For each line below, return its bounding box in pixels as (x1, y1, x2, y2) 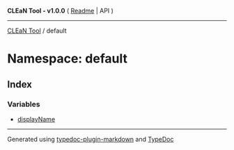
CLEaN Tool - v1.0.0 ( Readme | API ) (7, 7, 114, 15)
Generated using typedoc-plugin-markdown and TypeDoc (7, 135, 174, 143)
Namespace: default (7, 51, 127, 67)
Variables (7, 99, 40, 109)
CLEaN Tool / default (7, 26, 67, 35)
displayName (17, 115, 56, 123)
